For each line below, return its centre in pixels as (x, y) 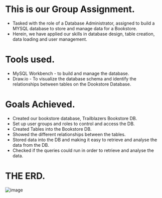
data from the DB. (31, 145)
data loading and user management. (50, 39)
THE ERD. (25, 176)
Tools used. (30, 60)
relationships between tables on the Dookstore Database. (72, 84)
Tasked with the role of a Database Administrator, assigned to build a (84, 23)
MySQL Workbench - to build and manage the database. (71, 73)
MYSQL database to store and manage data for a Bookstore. (75, 28)
